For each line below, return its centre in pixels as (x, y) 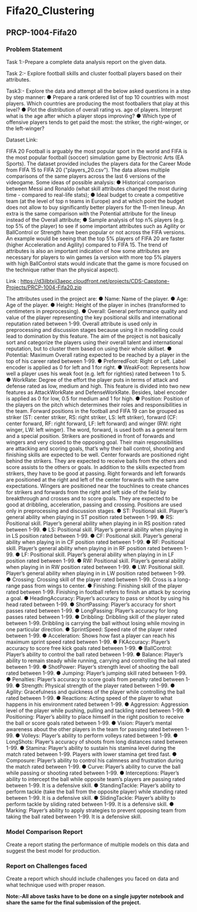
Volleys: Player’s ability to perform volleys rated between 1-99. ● (100, 735)
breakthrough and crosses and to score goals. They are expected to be (92, 498)
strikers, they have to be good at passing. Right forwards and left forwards (96, 473)
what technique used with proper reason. (56, 885)
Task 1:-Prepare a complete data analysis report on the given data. (86, 62)
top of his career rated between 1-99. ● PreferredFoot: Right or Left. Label (96, 361)
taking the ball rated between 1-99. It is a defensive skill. (74, 816)
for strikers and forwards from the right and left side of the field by (86, 492)
